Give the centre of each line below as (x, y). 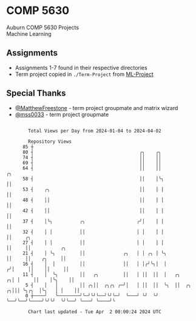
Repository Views (50, 141)
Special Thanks (36, 93)
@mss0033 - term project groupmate (62, 114)
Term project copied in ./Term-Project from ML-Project (84, 74)
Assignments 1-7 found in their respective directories (81, 67)
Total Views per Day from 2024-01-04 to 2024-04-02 (95, 131)
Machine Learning (29, 33)
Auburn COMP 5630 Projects (43, 27)
